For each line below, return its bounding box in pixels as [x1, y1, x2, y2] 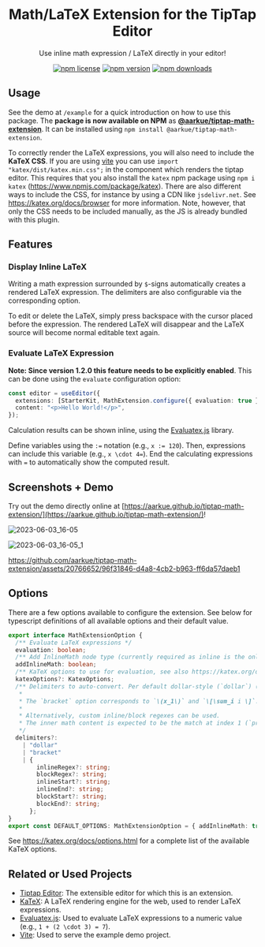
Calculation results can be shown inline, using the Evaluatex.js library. [8, 426, 234, 435]
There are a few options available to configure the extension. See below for [8, 607, 252, 617]
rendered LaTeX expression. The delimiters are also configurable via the [8, 288, 242, 297]
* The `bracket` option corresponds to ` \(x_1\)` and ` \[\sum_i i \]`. [18, 697, 259, 705]
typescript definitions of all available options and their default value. [8, 616, 229, 625]
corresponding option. [8, 296, 81, 305]
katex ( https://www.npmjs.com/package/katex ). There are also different [8, 181, 241, 191]
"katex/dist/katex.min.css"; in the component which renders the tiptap [8, 164, 244, 174]
